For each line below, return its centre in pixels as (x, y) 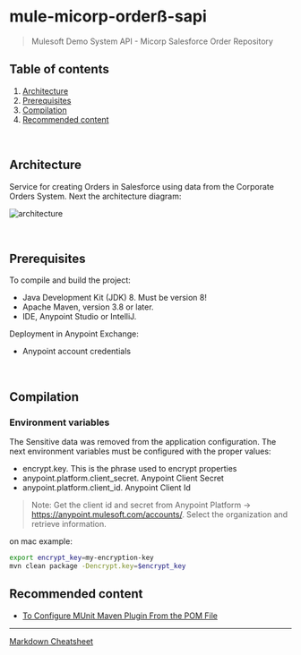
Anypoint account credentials (77, 352)
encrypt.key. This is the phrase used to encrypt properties (129, 469)
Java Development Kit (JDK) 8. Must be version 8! (115, 298)
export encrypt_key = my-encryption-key (82, 558)
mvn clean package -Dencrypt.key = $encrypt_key (98, 566)
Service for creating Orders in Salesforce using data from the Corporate (142, 186)
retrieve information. (69, 524)
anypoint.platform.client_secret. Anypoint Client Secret (123, 478)
